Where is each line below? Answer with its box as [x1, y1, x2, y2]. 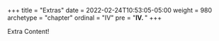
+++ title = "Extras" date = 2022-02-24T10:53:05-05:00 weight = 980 [7, 6, 213, 14]
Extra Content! [7, 28, 50, 35]
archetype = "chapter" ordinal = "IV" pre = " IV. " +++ [7, 13, 162, 22]
